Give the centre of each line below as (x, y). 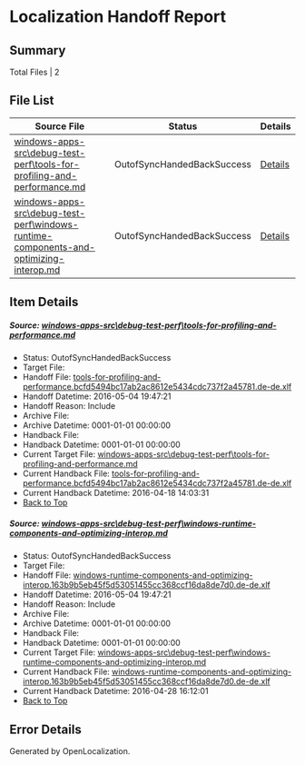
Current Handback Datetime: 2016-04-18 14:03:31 (116, 493)
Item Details (44, 302)
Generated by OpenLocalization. (70, 750)
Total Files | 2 (34, 72)
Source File (60, 126)
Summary (38, 50)
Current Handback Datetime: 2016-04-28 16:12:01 (115, 691)
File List (32, 100)
